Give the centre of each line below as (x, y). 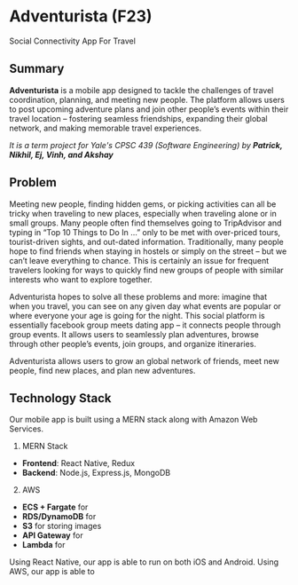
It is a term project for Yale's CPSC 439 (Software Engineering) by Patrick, (146, 145)
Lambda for (43, 545)
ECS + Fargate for (55, 507)
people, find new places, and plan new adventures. (102, 370)
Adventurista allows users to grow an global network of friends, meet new (144, 360)
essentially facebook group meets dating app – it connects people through (145, 325)
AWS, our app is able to (52, 572)
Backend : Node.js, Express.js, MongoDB (96, 473)
